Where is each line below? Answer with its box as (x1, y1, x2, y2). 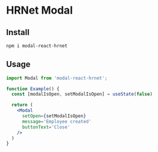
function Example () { (6, 85, 60, 92)
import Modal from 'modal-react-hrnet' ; (6, 75, 108, 81)
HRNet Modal (6, 4, 73, 17)
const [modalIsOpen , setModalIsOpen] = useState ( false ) (11, 91, 153, 97)
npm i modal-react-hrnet (6, 43, 68, 49)
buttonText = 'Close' (21, 124, 70, 130)
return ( (11, 102, 33, 108)
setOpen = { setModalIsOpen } (21, 113, 86, 119)
